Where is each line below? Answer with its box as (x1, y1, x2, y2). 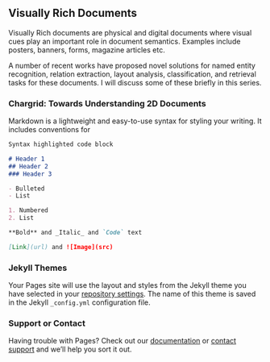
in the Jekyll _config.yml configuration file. (8, 298, 151, 307)
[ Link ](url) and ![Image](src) (8, 243, 114, 251)
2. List (8, 214, 35, 223)
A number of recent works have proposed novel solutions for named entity (8, 60, 256, 70)
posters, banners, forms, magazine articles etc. (8, 44, 165, 55)
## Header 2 (8, 162, 48, 170)
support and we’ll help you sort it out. (8, 344, 132, 354)
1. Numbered (8, 206, 48, 214)
